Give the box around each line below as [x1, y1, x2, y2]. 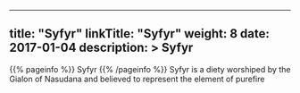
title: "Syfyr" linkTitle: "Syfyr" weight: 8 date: [9, 26, 271, 41]
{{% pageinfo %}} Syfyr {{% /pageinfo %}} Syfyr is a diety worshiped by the [9, 63, 291, 74]
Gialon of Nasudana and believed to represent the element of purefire [9, 73, 265, 84]
